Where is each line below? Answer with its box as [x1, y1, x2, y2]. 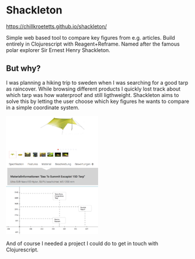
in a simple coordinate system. [6, 103, 80, 111]
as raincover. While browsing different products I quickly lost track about [6, 85, 181, 92]
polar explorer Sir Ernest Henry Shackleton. [6, 46, 111, 53]
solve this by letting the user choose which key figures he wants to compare [6, 98, 190, 105]
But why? [6, 64, 41, 74]
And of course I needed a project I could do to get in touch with [6, 240, 159, 247]
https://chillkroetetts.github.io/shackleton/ [6, 23, 107, 30]
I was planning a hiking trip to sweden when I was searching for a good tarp [6, 79, 189, 86]
